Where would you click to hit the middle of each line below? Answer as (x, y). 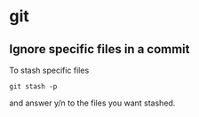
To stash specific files (49, 70)
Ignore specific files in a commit (99, 49)
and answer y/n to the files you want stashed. (92, 103)
